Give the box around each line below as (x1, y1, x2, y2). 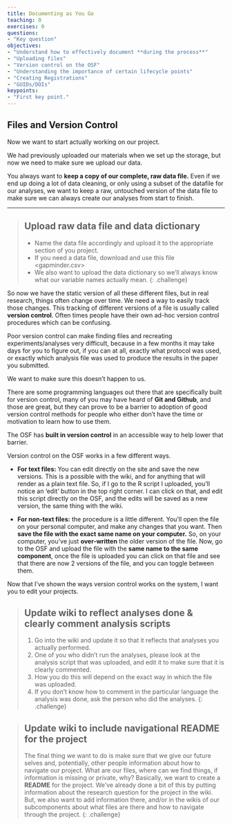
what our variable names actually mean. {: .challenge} (34, 275, 188, 284)
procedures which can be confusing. (7, 318, 112, 326)
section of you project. (34, 246, 99, 254)
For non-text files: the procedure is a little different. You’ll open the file (17, 515, 220, 523)
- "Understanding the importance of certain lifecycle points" (7, 68, 193, 75)
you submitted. (7, 361, 50, 369)
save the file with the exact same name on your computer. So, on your (17, 530, 222, 538)
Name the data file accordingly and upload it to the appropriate (34, 239, 214, 247)
